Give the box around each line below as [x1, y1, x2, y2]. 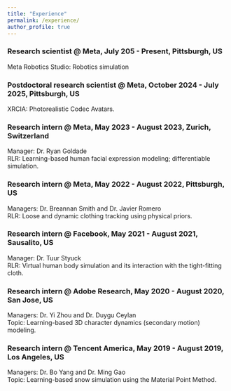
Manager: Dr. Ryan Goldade [7, 147, 87, 155]
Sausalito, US [7, 238, 54, 248]
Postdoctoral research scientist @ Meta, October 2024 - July [7, 80, 219, 90]
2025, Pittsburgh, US [7, 88, 80, 98]
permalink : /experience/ [7, 17, 80, 24]
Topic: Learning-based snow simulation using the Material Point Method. [7, 376, 217, 384]
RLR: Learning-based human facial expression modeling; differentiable [7, 154, 211, 163]
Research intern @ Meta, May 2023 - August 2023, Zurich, [7, 122, 211, 132]
